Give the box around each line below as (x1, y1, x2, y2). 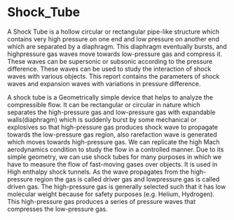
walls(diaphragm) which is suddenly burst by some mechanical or (7, 115, 198, 123)
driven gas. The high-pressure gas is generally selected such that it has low (7, 182, 226, 191)
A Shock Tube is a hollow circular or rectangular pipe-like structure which (7, 27, 219, 36)
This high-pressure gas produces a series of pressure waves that (7, 197, 196, 205)
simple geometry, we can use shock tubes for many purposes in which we (7, 152, 222, 161)
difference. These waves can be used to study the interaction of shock (7, 64, 212, 73)
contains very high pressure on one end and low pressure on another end (7, 34, 219, 43)
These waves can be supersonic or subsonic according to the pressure (7, 57, 213, 65)
